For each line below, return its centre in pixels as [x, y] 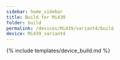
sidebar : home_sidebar [34, 12]
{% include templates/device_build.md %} [58, 50]
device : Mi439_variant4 [36, 34]
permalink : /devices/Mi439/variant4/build [60, 28]
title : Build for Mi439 [36, 17]
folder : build [24, 23]
